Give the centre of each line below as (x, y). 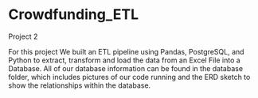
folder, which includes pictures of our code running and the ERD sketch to (129, 77)
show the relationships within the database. (80, 85)
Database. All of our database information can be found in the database (126, 68)
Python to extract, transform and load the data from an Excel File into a (124, 60)
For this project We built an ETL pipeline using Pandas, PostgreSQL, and (126, 51)
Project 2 (23, 36)
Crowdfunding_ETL (74, 15)
